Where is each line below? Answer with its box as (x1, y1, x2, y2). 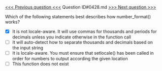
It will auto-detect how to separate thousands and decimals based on (12, 39, 153, 45)
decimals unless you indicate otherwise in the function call (12, 34, 131, 40)
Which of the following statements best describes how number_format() (5, 14, 151, 19)
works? (5, 19, 20, 25)
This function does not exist (12, 61, 69, 67)
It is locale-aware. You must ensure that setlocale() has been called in (12, 50, 154, 56)
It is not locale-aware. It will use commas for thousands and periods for (12, 29, 157, 34)
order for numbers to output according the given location (12, 56, 128, 62)
